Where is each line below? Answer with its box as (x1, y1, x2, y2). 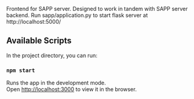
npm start (6, 67, 35, 73)
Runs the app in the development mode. (6, 79, 106, 87)
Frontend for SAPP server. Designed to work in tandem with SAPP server (6, 5, 188, 12)
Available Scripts (6, 36, 72, 46)
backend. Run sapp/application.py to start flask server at (6, 12, 148, 19)
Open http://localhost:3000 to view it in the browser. (6, 86, 137, 93)
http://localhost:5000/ (6, 18, 61, 25)
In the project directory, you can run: (6, 52, 98, 59)
